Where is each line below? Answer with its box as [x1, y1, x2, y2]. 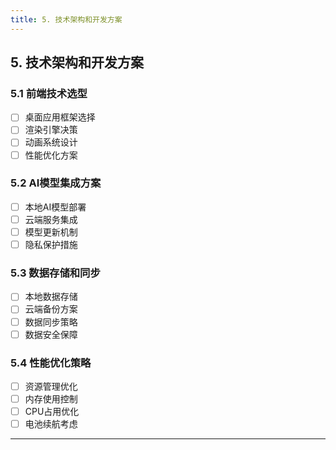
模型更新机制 [24, 226, 78, 238]
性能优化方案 [24, 149, 78, 161]
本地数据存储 [24, 291, 78, 303]
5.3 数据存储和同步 [10, 266, 101, 280]
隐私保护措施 [24, 239, 78, 251]
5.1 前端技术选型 [10, 86, 88, 100]
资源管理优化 [24, 380, 78, 392]
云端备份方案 [24, 303, 78, 315]
